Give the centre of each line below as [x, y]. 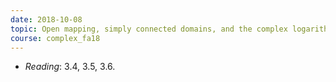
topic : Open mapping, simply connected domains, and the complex [149, 29]
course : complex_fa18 [55, 38]
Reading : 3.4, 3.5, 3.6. [70, 67]
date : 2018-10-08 [46, 19]
